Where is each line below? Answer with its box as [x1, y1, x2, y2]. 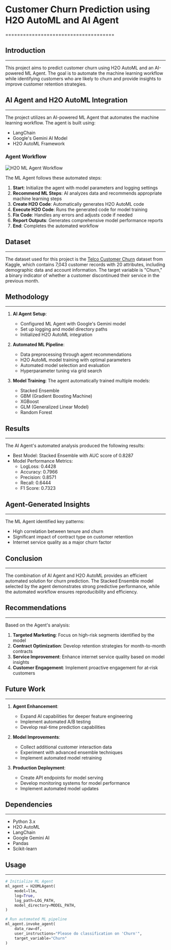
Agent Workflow [5, 153, 47, 160]
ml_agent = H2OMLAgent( [5, 884, 56, 889]
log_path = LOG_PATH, [14, 898, 56, 903]
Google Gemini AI [12, 835, 50, 841]
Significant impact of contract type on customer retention [12, 534, 133, 540]
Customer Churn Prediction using [5, 4, 150, 15]
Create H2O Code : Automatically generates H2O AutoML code [12, 201, 144, 207]
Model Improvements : [12, 733, 61, 740]
